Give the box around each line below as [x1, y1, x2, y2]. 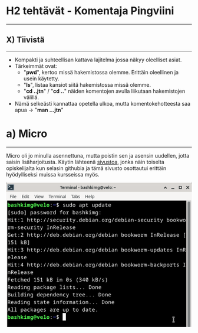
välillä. [23, 93, 39, 101]
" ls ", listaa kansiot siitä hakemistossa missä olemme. [23, 81, 151, 88]
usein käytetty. [23, 75, 60, 82]
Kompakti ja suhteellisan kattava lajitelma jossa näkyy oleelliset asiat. [14, 56, 182, 63]
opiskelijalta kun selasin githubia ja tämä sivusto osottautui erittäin [6, 164, 167, 172]
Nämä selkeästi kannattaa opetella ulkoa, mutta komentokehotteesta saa [14, 100, 190, 107]
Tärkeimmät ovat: [14, 62, 57, 69]
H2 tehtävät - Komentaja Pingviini [6, 4, 174, 18]
